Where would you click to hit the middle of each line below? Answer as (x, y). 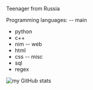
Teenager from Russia (33, 9)
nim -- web (28, 44)
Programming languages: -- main (46, 20)
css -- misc (29, 57)
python (23, 31)
